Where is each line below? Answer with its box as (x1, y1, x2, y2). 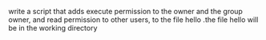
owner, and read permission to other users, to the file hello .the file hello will (8, 15, 259, 24)
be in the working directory (8, 24, 98, 32)
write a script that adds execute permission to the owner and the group (8, 7, 243, 16)
